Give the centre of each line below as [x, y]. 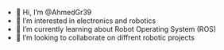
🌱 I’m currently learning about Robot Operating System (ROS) [116, 29]
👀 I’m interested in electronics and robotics [86, 21]
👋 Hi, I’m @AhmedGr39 [54, 12]
